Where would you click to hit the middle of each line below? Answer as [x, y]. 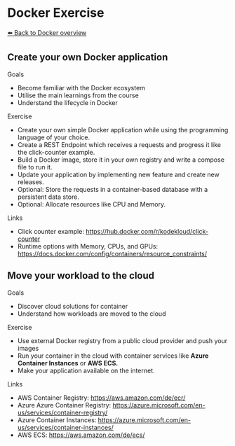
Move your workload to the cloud [81, 276]
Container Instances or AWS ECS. [68, 363]
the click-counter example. [56, 152]
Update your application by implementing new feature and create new [118, 174]
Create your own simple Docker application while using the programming [123, 130]
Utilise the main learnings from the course [78, 95]
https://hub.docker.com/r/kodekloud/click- [147, 231]
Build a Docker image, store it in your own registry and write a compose [121, 160]
